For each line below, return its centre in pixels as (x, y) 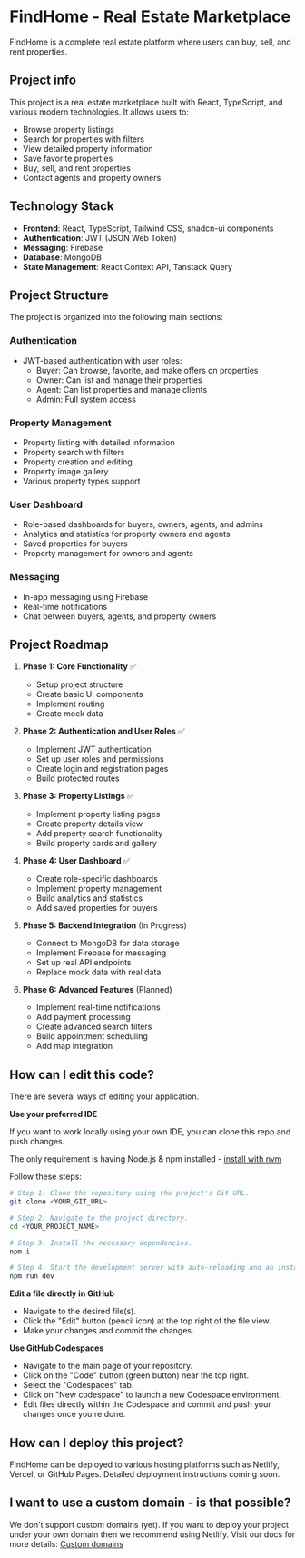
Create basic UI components (89, 694)
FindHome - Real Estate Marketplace (150, 17)
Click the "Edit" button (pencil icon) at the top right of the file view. (147, 1321)
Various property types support (81, 481)
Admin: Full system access (86, 399)
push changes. (37, 1142)
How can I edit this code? (82, 1074)
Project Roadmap (59, 644)
